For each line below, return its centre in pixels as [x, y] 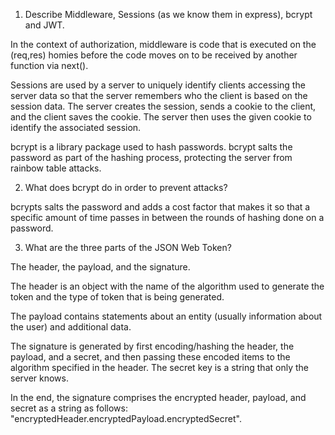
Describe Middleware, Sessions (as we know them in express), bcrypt [168, 14]
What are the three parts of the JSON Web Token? [128, 247]
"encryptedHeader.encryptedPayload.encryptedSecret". [126, 418]
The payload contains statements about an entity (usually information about [166, 316]
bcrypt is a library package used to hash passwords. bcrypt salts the [151, 147]
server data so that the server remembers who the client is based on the [159, 95]
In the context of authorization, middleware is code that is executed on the [163, 44]
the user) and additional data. [71, 327]
